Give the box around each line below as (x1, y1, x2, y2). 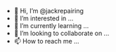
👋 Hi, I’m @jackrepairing (13, 7, 84, 15)
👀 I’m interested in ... (13, 14, 74, 22)
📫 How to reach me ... (13, 37, 79, 45)
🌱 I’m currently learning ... (13, 22, 89, 30)
